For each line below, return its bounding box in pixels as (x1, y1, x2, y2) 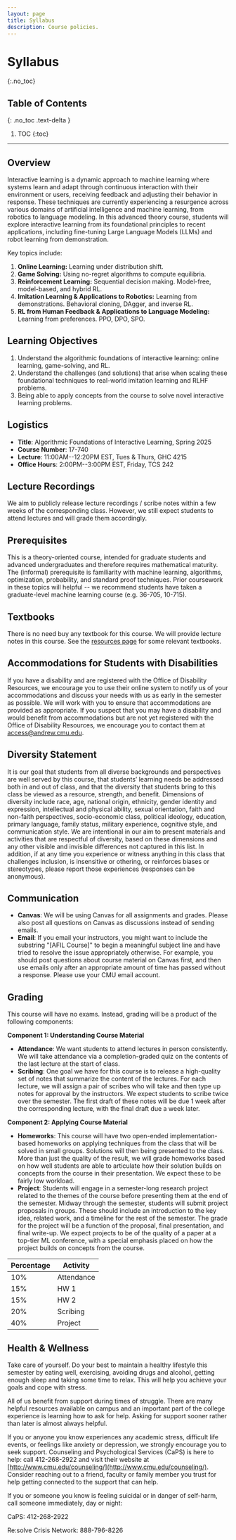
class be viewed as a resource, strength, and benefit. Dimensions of (7, 789, 204, 798)
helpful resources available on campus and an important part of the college (7, 1404, 225, 1413)
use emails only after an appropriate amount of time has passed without (17, 963, 226, 972)
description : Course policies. (7, 23, 99, 30)
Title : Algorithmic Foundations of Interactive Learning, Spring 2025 (17, 438, 212, 446)
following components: (7, 1017, 74, 1026)
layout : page (7, 10, 46, 18)
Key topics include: (7, 248, 63, 257)
